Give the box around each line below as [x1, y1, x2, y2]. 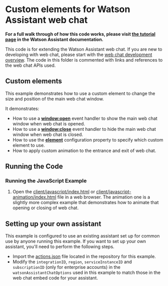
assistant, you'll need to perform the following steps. [5, 244, 115, 250]
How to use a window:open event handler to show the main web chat [12, 115, 158, 121]
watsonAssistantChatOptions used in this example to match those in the [12, 269, 160, 276]
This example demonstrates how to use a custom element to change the [5, 90, 155, 97]
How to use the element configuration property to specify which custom [12, 136, 163, 142]
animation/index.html [12, 194, 57, 200]
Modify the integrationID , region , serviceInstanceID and [12, 259, 132, 265]
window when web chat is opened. [12, 120, 85, 127]
